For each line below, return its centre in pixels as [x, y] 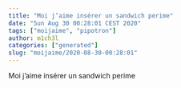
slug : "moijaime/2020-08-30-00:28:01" [73, 53]
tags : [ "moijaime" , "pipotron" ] [62, 30]
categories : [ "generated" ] [53, 46]
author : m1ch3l [34, 38]
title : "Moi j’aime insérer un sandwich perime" [91, 16]
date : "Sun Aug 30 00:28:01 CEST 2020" [75, 23]
